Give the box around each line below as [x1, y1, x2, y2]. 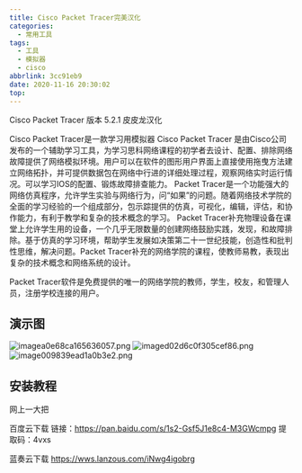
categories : [9, 22, 54, 31]
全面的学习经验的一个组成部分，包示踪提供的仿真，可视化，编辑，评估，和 [9, 201, 285, 211]
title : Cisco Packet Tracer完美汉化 [9, 13, 141, 22]
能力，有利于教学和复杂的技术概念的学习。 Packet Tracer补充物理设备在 [16, 212, 284, 223]
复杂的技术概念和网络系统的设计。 [9, 257, 136, 268]
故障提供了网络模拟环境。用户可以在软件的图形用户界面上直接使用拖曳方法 [9, 156, 285, 166]
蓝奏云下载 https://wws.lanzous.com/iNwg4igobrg [9, 453, 195, 464]
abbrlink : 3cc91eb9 [9, 72, 83, 81]
